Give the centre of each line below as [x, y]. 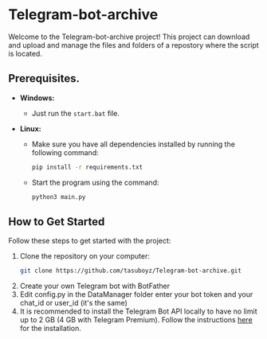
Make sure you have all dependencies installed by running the [133, 144]
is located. [25, 53]
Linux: [30, 128]
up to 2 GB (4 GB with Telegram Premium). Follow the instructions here [136, 320]
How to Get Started [57, 222]
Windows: [37, 98]
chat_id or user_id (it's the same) [73, 303]
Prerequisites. [44, 78]
